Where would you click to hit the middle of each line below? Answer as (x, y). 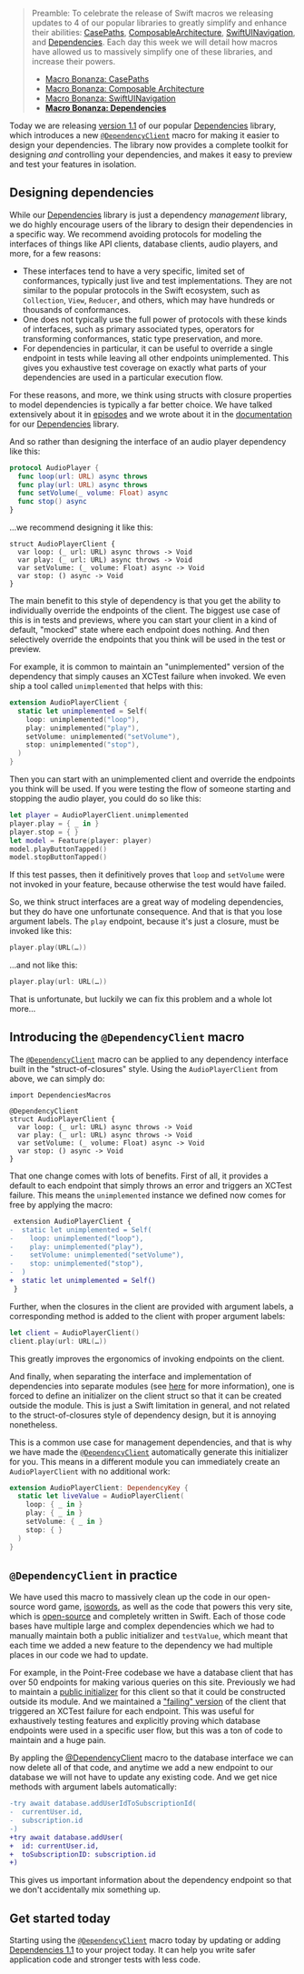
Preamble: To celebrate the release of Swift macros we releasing (152, 13)
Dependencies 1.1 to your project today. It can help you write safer (132, 1950)
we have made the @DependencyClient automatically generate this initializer (149, 1452)
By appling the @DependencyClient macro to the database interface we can (152, 1758)
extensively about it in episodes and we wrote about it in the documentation (151, 414)
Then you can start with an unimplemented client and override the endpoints (152, 779)
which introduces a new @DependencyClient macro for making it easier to (144, 135)
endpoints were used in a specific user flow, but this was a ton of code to (146, 1730)
